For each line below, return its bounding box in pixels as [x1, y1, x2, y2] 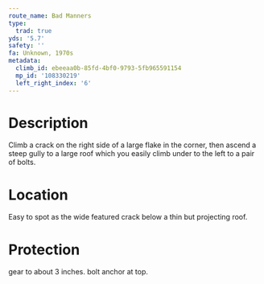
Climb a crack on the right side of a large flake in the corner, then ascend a [8, 140, 257, 150]
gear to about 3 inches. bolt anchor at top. [8, 267, 149, 277]
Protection [8, 241, 80, 258]
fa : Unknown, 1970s [8, 49, 74, 57]
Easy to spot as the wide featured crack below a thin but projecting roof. [8, 212, 248, 222]
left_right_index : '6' [15, 79, 92, 87]
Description [8, 113, 89, 132]
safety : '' [8, 42, 45, 50]
